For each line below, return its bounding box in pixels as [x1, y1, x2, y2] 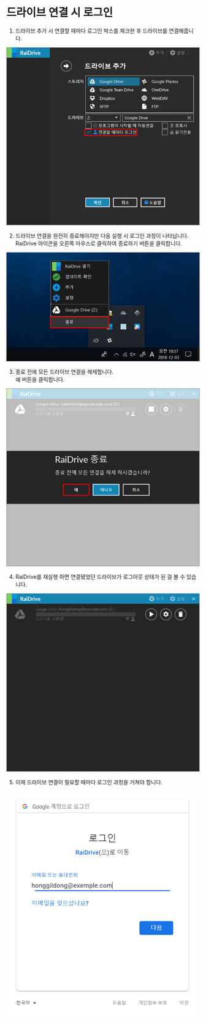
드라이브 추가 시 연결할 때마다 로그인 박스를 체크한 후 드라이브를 [15, 27, 167, 34]
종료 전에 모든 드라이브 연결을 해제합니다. [15, 368, 114, 375]
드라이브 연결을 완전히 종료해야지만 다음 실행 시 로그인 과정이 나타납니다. [15, 232, 189, 240]
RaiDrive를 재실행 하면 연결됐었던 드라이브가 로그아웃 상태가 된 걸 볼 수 [15, 573, 185, 581]
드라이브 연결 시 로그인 [6, 6, 113, 20]
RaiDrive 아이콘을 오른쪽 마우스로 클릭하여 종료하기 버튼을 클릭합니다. [15, 240, 183, 247]
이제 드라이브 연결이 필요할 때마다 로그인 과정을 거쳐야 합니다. [15, 778, 163, 785]
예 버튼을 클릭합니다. [15, 375, 65, 383]
